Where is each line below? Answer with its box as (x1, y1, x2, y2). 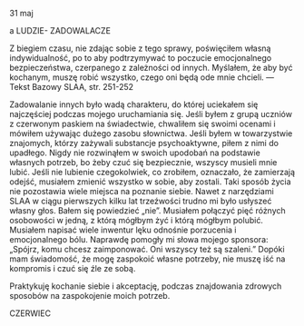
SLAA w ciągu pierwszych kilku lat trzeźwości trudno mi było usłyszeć (9, 195, 272, 206)
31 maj (9, 8, 34, 18)
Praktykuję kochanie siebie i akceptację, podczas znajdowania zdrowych (9, 281, 282, 291)
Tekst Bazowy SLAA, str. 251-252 (9, 82, 134, 92)
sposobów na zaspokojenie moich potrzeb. (9, 291, 171, 301)
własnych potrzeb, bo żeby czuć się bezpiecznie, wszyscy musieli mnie (9, 157, 278, 167)
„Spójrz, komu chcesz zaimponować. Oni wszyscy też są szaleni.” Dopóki (9, 244, 285, 254)
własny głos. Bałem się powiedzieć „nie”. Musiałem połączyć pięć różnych (9, 205, 286, 216)
